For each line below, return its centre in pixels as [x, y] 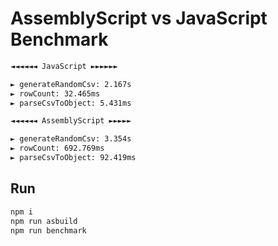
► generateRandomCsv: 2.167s [71, 84]
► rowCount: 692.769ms [57, 148]
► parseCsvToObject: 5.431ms [71, 103]
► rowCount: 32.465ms [55, 93]
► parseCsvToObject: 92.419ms [73, 158]
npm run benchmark [48, 230]
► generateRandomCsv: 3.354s [71, 139]
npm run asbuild [44, 221]
